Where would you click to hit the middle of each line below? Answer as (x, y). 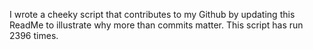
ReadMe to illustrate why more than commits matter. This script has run (156, 25)
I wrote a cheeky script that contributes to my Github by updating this (152, 14)
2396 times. (34, 35)
